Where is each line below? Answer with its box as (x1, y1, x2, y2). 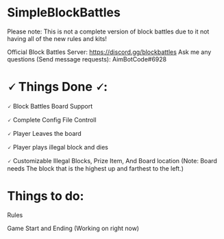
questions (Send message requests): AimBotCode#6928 (7, 55, 166, 63)
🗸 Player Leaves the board (7, 129, 82, 137)
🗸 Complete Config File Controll (7, 115, 97, 124)
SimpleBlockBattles (7, 5, 121, 20)
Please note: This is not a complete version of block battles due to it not (7, 27, 210, 36)
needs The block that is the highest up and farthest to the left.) (7, 164, 184, 172)
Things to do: (7, 188, 84, 204)
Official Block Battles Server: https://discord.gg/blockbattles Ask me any (7, 48, 212, 56)
